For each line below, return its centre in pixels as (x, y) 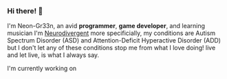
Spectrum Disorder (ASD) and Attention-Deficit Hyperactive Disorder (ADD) (114, 41)
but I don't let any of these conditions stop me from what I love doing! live (111, 48)
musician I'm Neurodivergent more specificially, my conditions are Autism (111, 33)
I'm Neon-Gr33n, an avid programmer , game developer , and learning (106, 26)
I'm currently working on (42, 69)
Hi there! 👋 (25, 11)
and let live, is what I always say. (53, 55)
